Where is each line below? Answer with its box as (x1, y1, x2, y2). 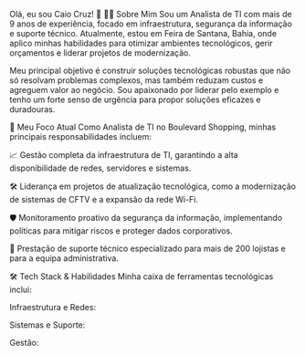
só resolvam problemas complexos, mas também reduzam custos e (9, 75, 264, 86)
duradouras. (9, 104, 56, 114)
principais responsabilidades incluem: (9, 131, 152, 141)
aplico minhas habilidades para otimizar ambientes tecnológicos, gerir (9, 37, 273, 48)
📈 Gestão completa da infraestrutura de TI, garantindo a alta (9, 150, 239, 160)
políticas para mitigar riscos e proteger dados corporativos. (9, 225, 233, 236)
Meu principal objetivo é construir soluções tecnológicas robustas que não (9, 65, 290, 76)
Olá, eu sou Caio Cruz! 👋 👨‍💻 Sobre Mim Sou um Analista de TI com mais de (9, 9, 292, 19)
